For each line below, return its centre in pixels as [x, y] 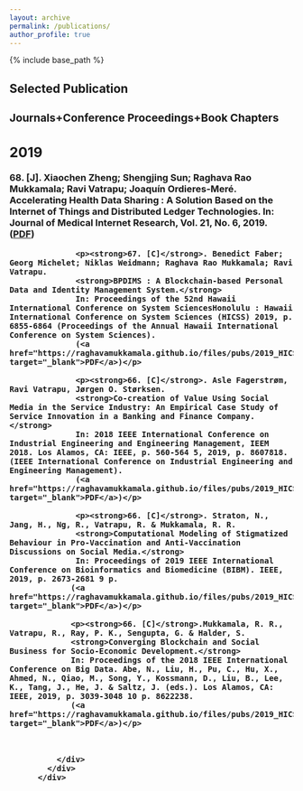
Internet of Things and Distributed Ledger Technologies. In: [142, 211]
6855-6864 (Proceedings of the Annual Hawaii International [144, 326]
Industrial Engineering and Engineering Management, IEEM [139, 443]
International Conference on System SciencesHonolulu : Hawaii [151, 307]
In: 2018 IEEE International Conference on [172, 434]
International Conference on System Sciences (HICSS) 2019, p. [151, 316]
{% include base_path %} [57, 60]
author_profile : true [50, 34]
